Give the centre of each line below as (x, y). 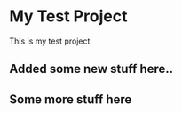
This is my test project (50, 41)
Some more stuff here (71, 99)
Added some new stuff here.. (91, 69)
